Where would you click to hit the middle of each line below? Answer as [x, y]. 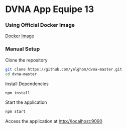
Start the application [26, 102]
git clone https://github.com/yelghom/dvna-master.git [64, 69]
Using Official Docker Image [40, 25]
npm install [18, 93]
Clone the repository [26, 60]
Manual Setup [23, 49]
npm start [16, 112]
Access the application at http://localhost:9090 [54, 121]
